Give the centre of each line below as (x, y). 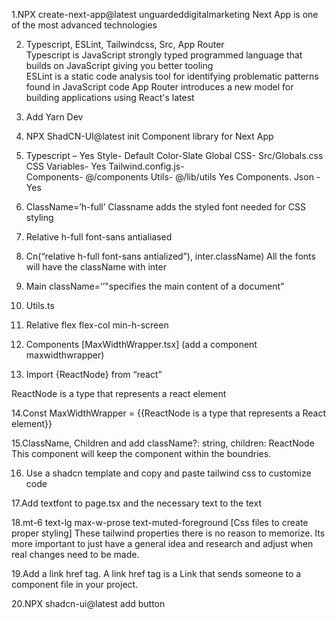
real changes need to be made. (75, 554)
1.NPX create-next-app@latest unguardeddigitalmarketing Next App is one (165, 14)
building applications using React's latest (110, 97)
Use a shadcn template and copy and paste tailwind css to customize (168, 473)
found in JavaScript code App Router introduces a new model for (159, 87)
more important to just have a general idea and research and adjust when (162, 543)
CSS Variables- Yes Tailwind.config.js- (105, 166)
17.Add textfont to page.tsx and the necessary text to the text (136, 503)
